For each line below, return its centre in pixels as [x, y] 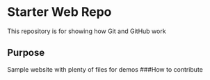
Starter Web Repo [59, 12]
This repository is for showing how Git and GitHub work [87, 31]
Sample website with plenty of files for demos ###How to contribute [105, 69]
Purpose [26, 53]
